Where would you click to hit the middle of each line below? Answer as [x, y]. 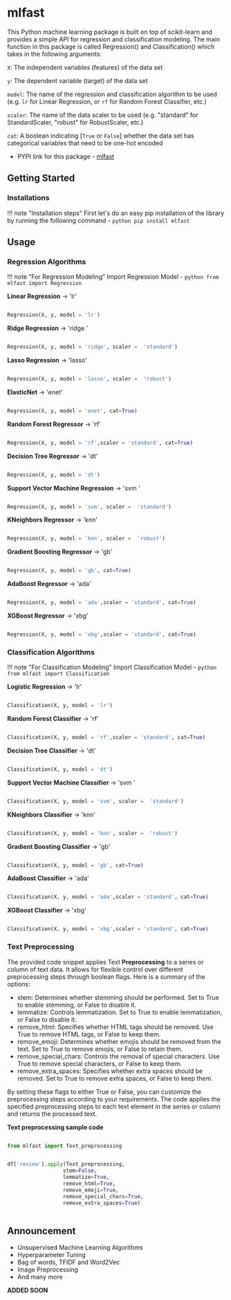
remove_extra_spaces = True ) [101, 1203]
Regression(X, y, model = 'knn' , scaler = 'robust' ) [86, 539]
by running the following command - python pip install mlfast [99, 220]
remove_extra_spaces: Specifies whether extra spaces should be [110, 1071]
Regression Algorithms [47, 262]
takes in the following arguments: [54, 54]
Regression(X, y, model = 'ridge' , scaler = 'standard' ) [92, 347]
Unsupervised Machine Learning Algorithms [80, 1247]
